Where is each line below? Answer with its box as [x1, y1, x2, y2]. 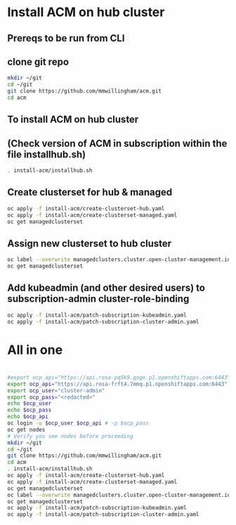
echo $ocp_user [7, 400, 52, 407]
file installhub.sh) [7, 148, 86, 160]
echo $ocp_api [7, 413, 49, 420]
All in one [7, 342, 63, 358]
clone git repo [7, 55, 69, 67]
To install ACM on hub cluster [7, 114, 139, 126]
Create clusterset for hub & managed [7, 187, 173, 199]
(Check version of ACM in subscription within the [7, 138, 228, 149]
